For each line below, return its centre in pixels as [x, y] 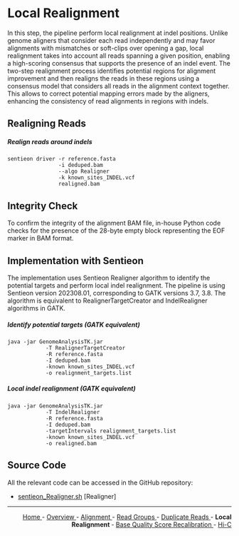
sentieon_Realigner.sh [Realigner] [67, 496]
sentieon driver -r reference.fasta [62, 159]
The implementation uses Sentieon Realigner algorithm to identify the [109, 278]
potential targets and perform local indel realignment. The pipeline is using [116, 285]
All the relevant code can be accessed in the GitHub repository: [100, 482]
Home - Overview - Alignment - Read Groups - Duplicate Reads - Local [127, 517]
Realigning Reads [47, 124]
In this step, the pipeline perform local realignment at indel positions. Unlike [118, 33]
